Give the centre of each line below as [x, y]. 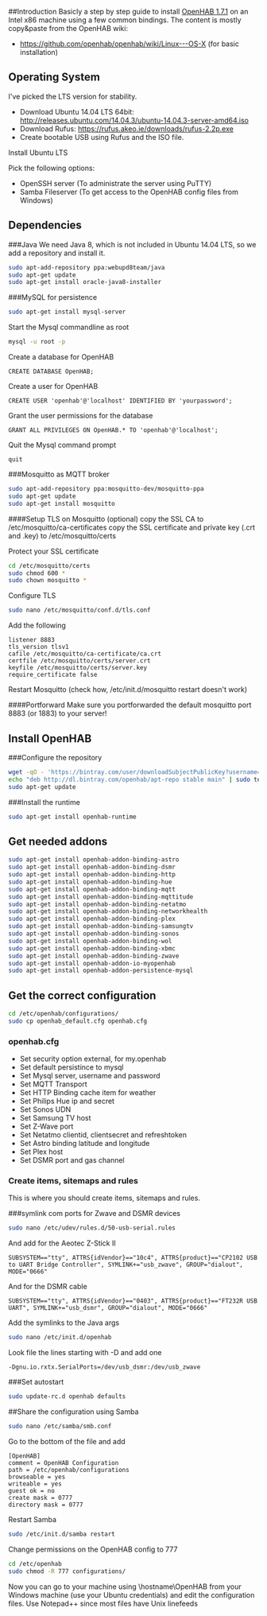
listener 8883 [32, 640]
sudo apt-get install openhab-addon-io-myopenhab [92, 963]
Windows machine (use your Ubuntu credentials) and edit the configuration [132, 1595]
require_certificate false [53, 675]
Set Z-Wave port [46, 1127]
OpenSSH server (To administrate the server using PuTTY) [116, 183]
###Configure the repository [55, 757]
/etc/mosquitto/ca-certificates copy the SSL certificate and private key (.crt [132, 527]
